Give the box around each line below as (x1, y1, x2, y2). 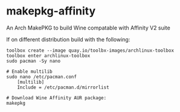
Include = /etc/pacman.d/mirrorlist (17, 84, 110, 90)
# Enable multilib (6, 68, 53, 75)
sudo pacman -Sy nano (6, 58, 61, 64)
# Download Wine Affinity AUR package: (6, 95, 107, 101)
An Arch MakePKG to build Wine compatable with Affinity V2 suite (6, 24, 170, 31)
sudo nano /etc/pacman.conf (6, 73, 77, 79)
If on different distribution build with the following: (6, 36, 130, 43)
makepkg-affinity (6, 4, 96, 18)
